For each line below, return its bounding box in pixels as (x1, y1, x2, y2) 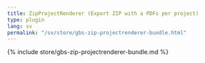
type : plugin (7, 16, 45, 23)
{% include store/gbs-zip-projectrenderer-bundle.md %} (7, 48, 169, 56)
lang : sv (7, 23, 32, 29)
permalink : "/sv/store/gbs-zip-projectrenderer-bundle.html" (7, 29, 187, 36)
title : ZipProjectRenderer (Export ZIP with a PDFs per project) (7, 10, 199, 17)
